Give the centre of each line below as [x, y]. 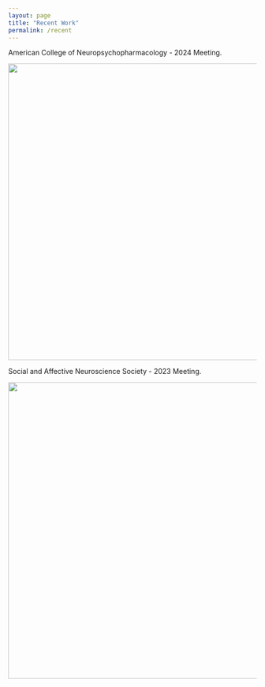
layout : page [30, 15]
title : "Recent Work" [44, 23]
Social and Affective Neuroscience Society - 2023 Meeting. [105, 372]
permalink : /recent [40, 30]
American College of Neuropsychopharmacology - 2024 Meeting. [115, 53]
